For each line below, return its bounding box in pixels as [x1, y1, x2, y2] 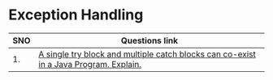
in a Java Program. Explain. [38, 58, 142, 69]
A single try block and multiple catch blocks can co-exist [38, 48, 256, 60]
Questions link [120, 35, 179, 46]
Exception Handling [8, 6, 144, 24]
